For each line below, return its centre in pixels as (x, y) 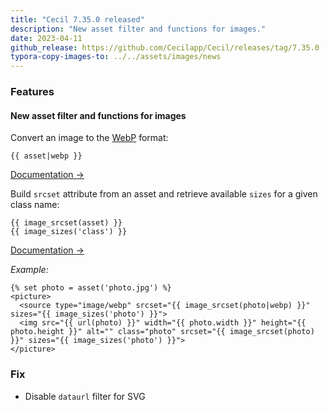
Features (32, 92)
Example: (29, 270)
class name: (35, 205)
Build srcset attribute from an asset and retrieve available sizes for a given (164, 194)
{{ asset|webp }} (46, 156)
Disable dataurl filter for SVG (85, 396)
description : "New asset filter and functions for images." (138, 29)
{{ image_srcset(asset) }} (66, 223)
